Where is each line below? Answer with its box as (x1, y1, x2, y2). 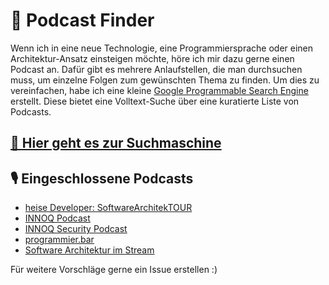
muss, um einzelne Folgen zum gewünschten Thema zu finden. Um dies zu (10, 74, 320, 86)
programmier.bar (24, 234, 95, 246)
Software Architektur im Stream (24, 244, 155, 256)
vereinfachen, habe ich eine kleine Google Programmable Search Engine (10, 84, 309, 96)
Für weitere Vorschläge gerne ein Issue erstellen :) (10, 264, 218, 276)
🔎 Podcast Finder (10, 9, 155, 32)
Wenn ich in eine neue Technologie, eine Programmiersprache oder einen (10, 42, 314, 54)
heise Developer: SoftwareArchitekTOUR (24, 202, 193, 214)
